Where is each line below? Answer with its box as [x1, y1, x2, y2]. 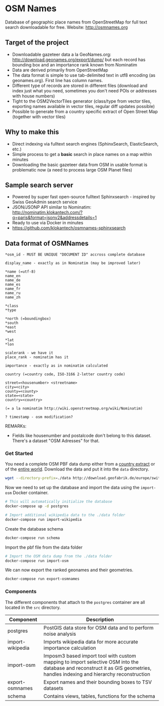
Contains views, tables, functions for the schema [43, 692, 155, 699]
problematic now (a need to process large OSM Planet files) [12, 167, 133, 172]
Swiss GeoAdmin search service [12, 199, 78, 205]
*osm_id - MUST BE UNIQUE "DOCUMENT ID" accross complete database [5, 252, 145, 257]
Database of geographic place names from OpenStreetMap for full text [5, 19, 147, 25]
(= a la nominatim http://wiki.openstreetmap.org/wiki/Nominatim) [5, 406, 143, 411]
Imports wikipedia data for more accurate [43, 638, 138, 645]
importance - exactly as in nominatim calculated [5, 364, 108, 368]
